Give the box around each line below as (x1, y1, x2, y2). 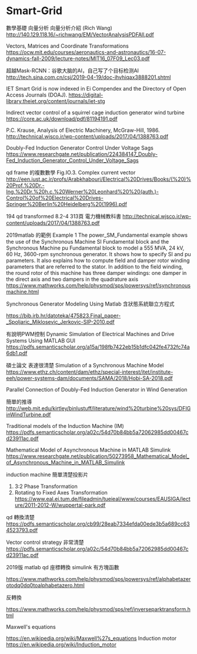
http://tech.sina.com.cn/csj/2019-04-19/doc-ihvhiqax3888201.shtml (6, 74, 171, 81)
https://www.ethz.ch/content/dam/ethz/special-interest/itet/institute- (6, 368, 173, 375)
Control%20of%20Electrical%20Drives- (6, 194, 104, 201)
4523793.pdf (6, 526, 38, 533)
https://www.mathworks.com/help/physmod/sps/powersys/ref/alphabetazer (6, 575, 191, 582)
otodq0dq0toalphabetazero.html (6, 582, 85, 589)
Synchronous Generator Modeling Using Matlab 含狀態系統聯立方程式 (6, 300, 175, 307)
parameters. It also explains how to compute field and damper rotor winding (6, 257, 190, 264)
